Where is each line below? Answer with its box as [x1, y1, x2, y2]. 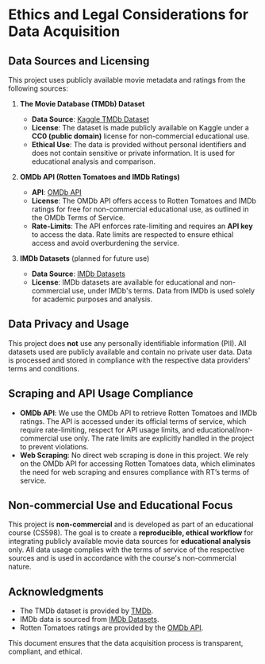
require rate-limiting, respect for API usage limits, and [19, 425, 195, 434]
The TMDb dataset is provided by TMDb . [19, 606, 153, 615]
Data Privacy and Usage [8, 317, 129, 331]
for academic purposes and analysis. [31, 294, 153, 304]
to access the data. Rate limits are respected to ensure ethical [31, 230, 234, 239]
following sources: [8, 83, 69, 93]
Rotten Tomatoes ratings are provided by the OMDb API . [19, 623, 204, 633]
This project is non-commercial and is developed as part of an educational [8, 519, 254, 530]
